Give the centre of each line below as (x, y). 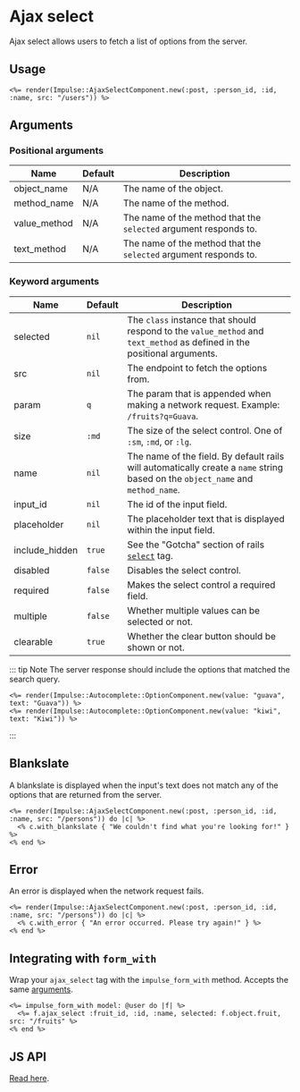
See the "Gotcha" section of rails (196, 545)
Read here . (29, 1078)
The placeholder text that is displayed (206, 519)
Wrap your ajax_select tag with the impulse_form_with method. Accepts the (149, 980)
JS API (28, 1057)
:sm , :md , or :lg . (159, 442)
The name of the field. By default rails (206, 456)
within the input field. (171, 529)
